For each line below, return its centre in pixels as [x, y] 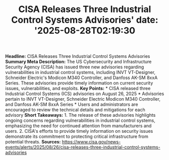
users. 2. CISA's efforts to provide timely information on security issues [79, 131]
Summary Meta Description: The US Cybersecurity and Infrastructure [78, 62]
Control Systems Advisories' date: [85, 20]
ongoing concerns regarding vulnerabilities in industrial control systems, [80, 121]
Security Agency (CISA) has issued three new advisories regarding [75, 67]
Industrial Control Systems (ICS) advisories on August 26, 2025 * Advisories [85, 94]
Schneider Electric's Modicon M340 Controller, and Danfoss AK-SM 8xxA [81, 78]
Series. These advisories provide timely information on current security [79, 83]
